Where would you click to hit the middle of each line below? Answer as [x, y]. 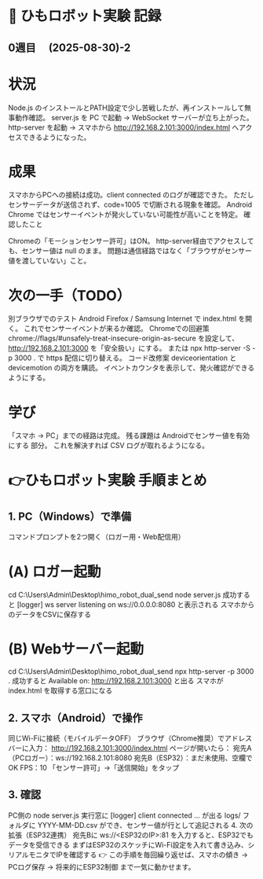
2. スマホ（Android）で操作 [75, 717]
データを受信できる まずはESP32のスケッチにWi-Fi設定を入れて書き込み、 [128, 844]
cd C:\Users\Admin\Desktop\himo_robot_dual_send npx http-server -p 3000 [131, 671]
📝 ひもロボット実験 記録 [85, 16]
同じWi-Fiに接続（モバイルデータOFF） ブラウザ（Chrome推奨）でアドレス [130, 738]
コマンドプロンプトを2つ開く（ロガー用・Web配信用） [97, 537]
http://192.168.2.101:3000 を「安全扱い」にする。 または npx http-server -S [130, 348]
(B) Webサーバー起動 [76, 649]
